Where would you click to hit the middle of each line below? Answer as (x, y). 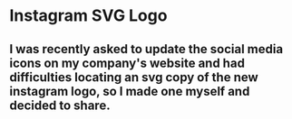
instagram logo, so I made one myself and (130, 91)
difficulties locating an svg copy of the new (134, 77)
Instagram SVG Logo (88, 16)
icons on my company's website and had (127, 63)
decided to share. (60, 105)
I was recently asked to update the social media (146, 49)
